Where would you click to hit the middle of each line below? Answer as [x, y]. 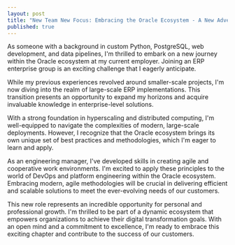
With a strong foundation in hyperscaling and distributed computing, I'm [111, 118]
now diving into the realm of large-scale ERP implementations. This [104, 90]
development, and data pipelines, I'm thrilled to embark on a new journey [113, 54]
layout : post [26, 14]
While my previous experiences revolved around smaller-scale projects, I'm [116, 82]
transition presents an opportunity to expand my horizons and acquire [108, 97]
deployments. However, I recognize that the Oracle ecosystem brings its [111, 133]
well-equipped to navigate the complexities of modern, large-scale [103, 126]
